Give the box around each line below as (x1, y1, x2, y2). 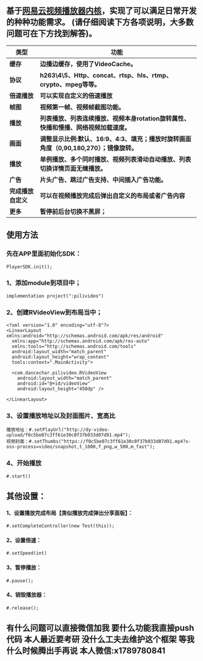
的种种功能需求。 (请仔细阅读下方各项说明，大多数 (6, 17, 194, 27)
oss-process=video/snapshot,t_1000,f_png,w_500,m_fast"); (6, 444, 155, 450)
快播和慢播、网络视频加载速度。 (39, 123, 131, 131)
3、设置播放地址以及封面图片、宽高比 (6, 411, 116, 420)
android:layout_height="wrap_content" (11, 354, 110, 360)
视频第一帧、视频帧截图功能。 (39, 102, 125, 111)
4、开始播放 (6, 459, 42, 468)
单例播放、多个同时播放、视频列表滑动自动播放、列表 (39, 155, 192, 164)
